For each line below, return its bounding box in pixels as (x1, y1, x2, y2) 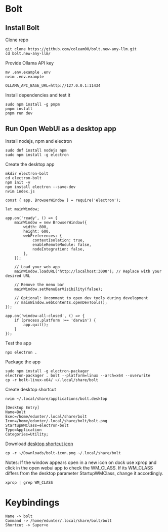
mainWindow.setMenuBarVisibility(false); (14, 287, 103, 292)
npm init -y (5, 180, 30, 185)
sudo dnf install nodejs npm (5, 148, 67, 153)
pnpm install (5, 106, 33, 111)
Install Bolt (5, 23, 39, 32)
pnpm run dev (5, 111, 33, 116)
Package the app (5, 359, 40, 365)
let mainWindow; (5, 206, 39, 211)
